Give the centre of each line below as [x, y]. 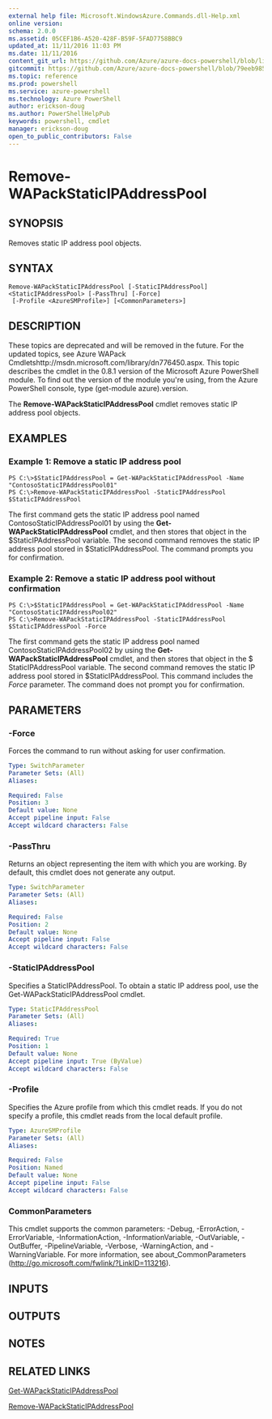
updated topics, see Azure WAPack [68, 354]
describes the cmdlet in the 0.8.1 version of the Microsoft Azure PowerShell [134, 371]
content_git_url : [38, 62]
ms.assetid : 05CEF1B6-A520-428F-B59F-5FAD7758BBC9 [96, 38]
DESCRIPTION [45, 326]
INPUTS [28, 1289]
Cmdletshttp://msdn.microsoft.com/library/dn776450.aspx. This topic [124, 363]
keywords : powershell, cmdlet [59, 121]
